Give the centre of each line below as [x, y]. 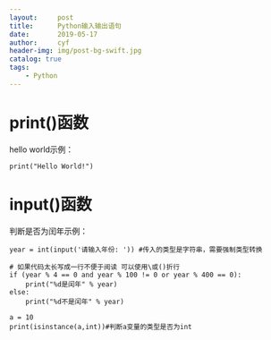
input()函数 [51, 204]
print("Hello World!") [51, 166]
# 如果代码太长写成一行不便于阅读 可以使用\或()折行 [95, 267]
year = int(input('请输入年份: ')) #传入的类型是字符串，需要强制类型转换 [136, 250]
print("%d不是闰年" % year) [75, 302]
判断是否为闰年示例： [48, 231]
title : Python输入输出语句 [66, 26]
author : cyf [39, 42]
